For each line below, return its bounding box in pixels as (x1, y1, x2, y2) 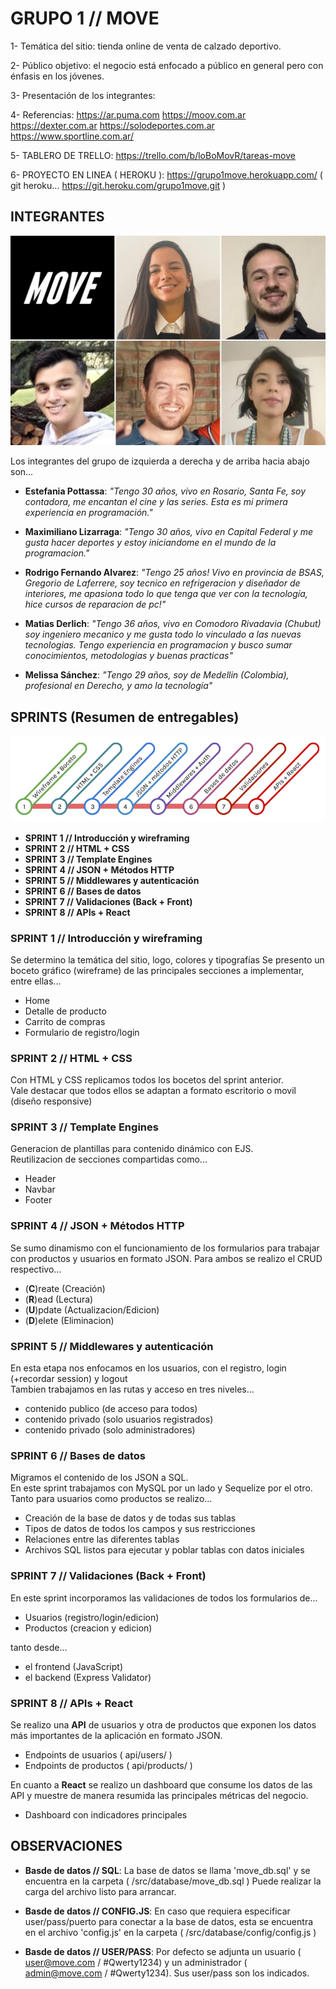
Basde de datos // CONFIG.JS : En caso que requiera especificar (24, 1905, 291, 1917)
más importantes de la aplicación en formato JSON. (10, 1729, 223, 1741)
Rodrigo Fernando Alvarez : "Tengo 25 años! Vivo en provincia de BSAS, (24, 567, 325, 579)
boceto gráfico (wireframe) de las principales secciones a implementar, (10, 964, 305, 976)
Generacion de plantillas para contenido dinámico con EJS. (10, 1143, 254, 1155)
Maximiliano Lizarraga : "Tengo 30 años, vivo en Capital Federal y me (24, 526, 313, 538)
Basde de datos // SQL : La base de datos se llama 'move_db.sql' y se (24, 1864, 311, 1876)
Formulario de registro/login (24, 1026, 140, 1038)
